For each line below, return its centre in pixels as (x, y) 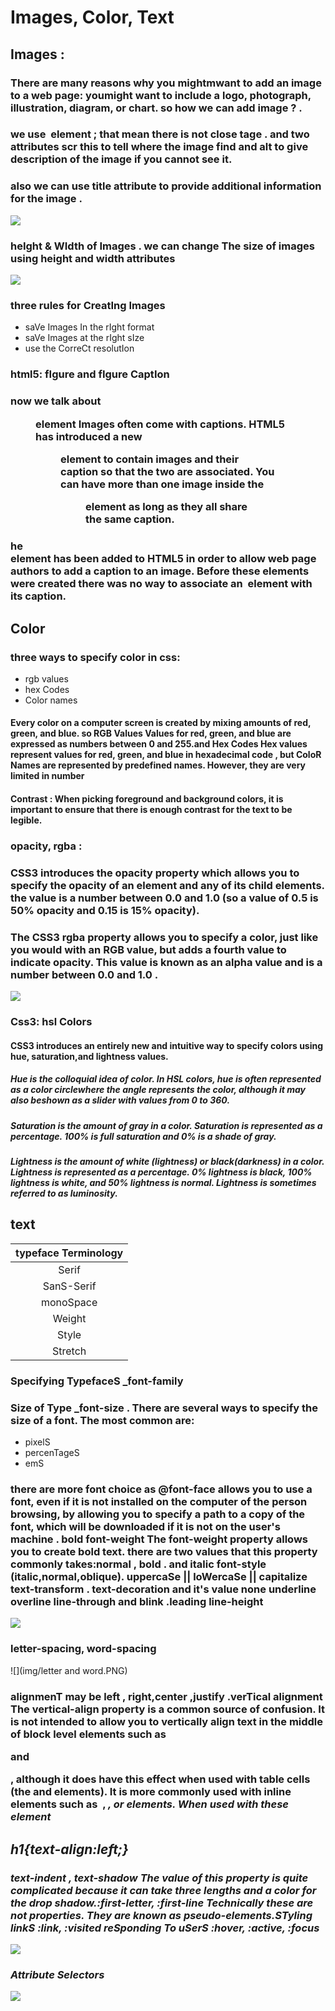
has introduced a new (89, 436)
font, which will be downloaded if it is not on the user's (145, 1527)
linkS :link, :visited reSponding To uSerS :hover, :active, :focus (165, 1928)
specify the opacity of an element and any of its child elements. (167, 885)
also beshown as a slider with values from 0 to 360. (120, 1100)
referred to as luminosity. (64, 1193)
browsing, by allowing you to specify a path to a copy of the (158, 1514)
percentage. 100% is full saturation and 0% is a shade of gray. (143, 1136)
